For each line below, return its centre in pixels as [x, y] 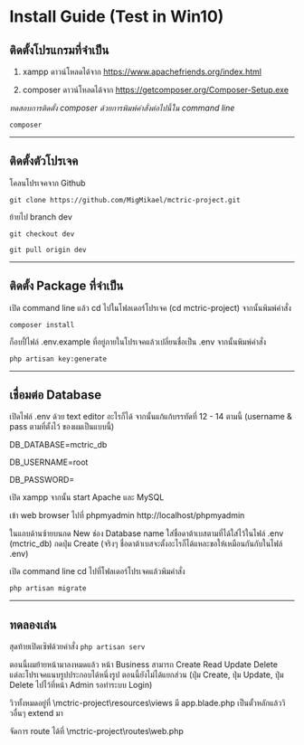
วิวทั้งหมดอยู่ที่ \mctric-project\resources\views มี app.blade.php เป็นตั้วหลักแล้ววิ [147, 703]
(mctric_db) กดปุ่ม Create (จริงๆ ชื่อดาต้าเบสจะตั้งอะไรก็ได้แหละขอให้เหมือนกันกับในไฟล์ [146, 543]
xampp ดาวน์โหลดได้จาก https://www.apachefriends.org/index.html [142, 71]
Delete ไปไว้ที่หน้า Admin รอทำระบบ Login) [81, 685]
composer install [42, 325]
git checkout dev [42, 234]
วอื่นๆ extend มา [36, 713]
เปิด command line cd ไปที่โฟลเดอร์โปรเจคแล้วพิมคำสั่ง [97, 571]
